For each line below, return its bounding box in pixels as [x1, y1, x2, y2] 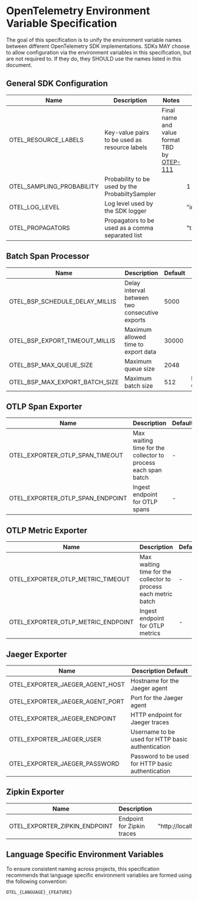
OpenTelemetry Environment [6, 4, 150, 18]
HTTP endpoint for [130, 711, 182, 719]
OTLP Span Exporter [6, 401, 82, 412]
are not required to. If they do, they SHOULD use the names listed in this [6, 55, 181, 62]
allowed [124, 332, 146, 341]
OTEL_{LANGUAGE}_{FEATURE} [6, 889, 72, 895]
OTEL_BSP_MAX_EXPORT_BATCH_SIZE [9, 377, 119, 386]
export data [124, 347, 157, 356]
